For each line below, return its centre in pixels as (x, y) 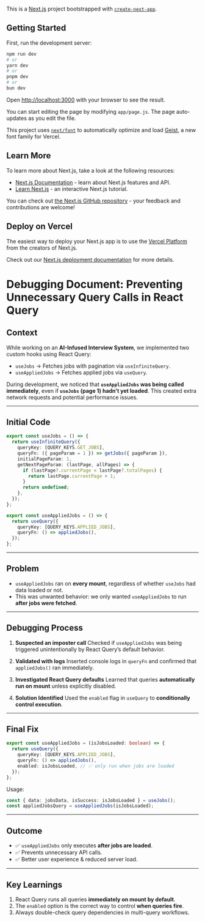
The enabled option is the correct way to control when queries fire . (99, 905)
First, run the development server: (49, 43)
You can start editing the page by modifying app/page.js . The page (91, 111)
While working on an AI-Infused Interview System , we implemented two (98, 348)
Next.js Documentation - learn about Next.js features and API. (93, 182)
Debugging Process (45, 628)
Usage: (15, 789)
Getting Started (36, 28)
